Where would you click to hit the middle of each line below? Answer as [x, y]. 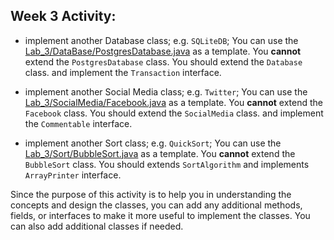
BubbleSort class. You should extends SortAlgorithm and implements [167, 164]
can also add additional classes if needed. [97, 226]
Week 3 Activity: [63, 16]
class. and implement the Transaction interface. [123, 72]
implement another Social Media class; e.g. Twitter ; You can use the [166, 91]
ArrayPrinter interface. [73, 175]
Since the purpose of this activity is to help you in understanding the [151, 194]
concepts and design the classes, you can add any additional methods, [156, 205]
